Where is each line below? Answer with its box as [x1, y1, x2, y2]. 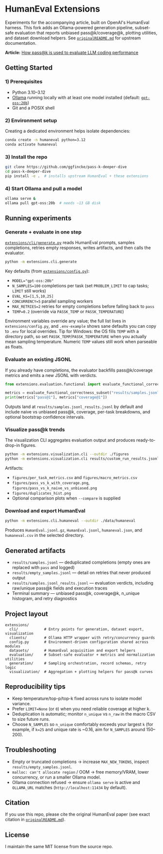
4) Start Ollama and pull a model [5, 185, 82, 192]
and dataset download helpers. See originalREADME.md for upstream [5, 35, 141, 41]
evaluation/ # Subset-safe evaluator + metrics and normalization [9, 652, 155, 657]
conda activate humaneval [5, 142, 57, 147]
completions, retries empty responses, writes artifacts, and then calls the [5, 245, 151, 251]
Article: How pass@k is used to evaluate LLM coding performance [5, 50, 139, 55]
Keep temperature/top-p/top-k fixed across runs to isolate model [12, 695, 142, 701]
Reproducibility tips [5, 682, 66, 691]
